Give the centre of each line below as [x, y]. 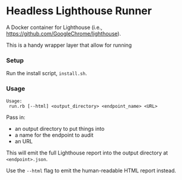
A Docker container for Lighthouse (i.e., [54, 27]
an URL [24, 141]
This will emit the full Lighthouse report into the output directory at [87, 153]
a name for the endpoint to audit [54, 135]
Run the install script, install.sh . [47, 73]
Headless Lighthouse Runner [79, 11]
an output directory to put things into [60, 128]
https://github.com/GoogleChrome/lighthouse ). [64, 33]
